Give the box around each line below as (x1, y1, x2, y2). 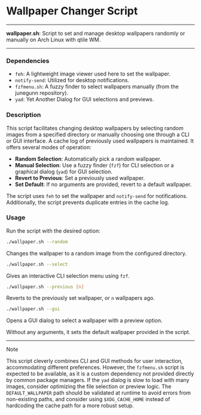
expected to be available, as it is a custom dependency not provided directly (6, 370, 194, 377)
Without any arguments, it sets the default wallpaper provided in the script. (6, 329, 191, 336)
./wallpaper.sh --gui (6, 306, 60, 312)
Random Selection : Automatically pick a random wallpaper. (14, 155, 162, 163)
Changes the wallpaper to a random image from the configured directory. (6, 249, 187, 257)
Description (6, 111, 41, 119)
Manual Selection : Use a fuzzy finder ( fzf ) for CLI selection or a (14, 161, 174, 169)
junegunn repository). (14, 89, 69, 97)
